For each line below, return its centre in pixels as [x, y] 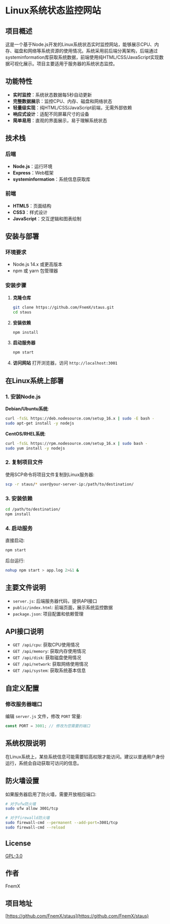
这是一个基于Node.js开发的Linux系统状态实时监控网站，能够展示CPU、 [80, 44]
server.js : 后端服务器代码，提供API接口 [55, 601]
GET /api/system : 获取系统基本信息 [49, 670]
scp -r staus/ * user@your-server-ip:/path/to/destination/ [70, 484]
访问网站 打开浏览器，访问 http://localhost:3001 [65, 363]
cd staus [22, 312]
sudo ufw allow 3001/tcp [32, 809]
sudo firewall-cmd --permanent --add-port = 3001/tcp [61, 823]
